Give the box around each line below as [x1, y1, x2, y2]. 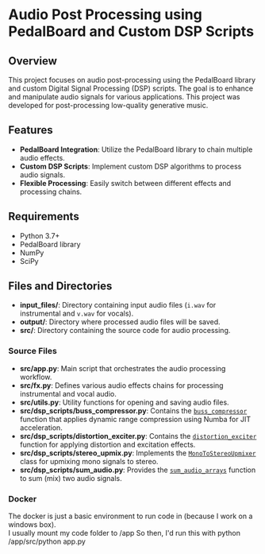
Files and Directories [8, 280, 113, 293]
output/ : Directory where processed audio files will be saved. [19, 317, 221, 327]
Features [8, 123, 53, 137]
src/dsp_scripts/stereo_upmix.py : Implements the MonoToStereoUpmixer [19, 447, 256, 458]
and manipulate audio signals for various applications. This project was [8, 92, 240, 101]
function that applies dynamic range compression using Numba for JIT [19, 414, 252, 424]
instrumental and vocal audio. [19, 389, 117, 398]
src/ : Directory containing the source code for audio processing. [19, 326, 231, 335]
